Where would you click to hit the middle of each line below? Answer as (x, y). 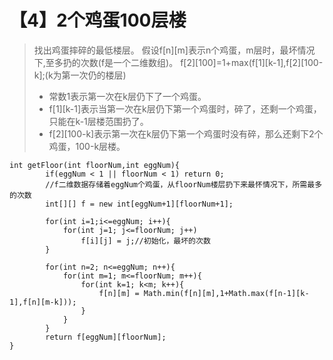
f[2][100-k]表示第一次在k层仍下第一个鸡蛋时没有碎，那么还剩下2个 (186, 133)
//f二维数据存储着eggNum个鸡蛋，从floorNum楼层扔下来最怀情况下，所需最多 (184, 184)
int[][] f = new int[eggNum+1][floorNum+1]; (139, 204)
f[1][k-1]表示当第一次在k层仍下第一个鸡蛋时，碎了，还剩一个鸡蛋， (185, 108)
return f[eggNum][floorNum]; (106, 337)
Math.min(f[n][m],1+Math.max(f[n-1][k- (226, 293)
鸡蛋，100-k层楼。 (87, 146)
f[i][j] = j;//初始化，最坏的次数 (145, 241)
